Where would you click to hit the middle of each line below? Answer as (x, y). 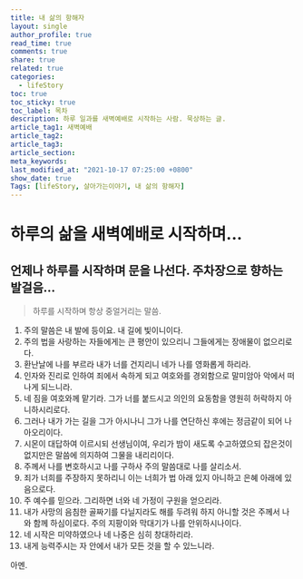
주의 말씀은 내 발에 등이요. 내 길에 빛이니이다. (103, 330)
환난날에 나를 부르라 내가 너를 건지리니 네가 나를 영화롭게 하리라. (137, 365)
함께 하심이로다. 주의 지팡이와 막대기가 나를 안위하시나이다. (137, 524)
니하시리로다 (46, 410)
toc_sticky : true (43, 102)
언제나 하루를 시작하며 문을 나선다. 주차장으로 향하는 (147, 270)
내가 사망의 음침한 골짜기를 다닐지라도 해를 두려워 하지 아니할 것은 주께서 (151, 512)
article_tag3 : (37, 144)
